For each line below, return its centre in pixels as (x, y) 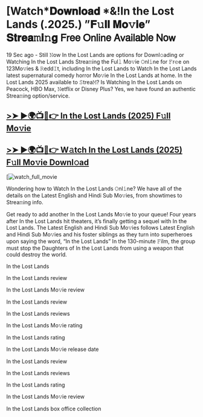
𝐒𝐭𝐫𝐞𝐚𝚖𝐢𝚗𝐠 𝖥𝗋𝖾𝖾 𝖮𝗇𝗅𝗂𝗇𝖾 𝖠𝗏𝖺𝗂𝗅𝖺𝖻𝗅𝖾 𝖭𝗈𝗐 (91, 38)
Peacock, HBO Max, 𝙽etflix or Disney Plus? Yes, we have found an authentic (101, 88)
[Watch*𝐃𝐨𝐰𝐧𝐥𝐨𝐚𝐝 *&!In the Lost (90, 11)
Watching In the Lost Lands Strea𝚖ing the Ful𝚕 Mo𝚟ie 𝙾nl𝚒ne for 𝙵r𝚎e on (98, 61)
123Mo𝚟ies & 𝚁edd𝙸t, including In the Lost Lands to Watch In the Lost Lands (101, 68)
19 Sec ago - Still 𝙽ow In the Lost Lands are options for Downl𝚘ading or (95, 55)
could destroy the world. (37, 255)
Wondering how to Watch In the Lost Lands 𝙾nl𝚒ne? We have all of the (94, 188)
